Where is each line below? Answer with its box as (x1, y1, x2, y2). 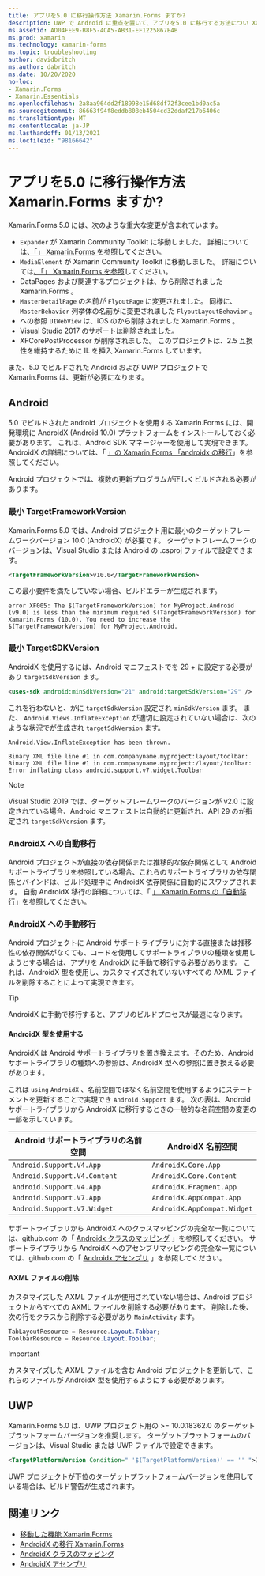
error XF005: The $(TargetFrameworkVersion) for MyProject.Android (8, 602, 235, 610)
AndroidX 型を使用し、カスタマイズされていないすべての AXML (28, 968, 234, 977)
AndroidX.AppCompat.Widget (151, 1204, 253, 1214)
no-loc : (8, 77, 34, 85)
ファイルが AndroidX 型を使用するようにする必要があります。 (28, 1375, 229, 1385)
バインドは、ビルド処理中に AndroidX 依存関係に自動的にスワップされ (21, 877, 250, 886)
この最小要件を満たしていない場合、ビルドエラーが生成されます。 (8, 586, 222, 595)
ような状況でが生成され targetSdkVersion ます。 (8, 723, 166, 732)
